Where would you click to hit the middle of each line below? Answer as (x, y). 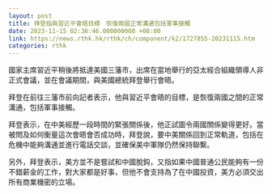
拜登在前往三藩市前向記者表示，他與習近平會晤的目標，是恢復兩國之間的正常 (136, 97)
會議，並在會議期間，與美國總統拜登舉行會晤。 (100, 80)
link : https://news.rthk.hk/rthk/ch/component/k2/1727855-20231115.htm (132, 38)
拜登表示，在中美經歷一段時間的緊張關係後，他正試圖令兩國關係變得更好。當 (136, 124)
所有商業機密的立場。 (44, 182)
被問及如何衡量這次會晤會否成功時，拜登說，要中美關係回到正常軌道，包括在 (136, 135)
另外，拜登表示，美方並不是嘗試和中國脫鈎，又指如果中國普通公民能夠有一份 (136, 162)
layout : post (30, 16)
